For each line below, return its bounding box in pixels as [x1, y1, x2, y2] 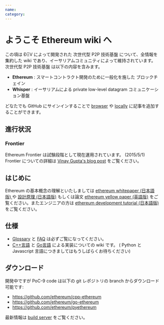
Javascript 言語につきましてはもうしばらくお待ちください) [12, 248, 131, 254]
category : [5, 12, 26, 17]
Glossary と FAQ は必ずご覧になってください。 [12, 236, 107, 242]
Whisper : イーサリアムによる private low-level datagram [12, 86, 128, 92]
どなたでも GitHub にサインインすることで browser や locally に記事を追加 [5, 103, 155, 109]
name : [5, 7, 16, 12]
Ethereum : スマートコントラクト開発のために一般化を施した [12, 74, 136, 80]
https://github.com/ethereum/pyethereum [12, 304, 97, 310]
